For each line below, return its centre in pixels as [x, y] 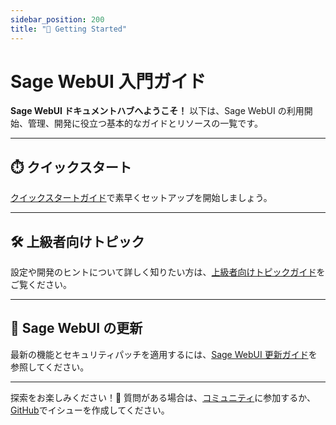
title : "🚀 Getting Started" [69, 29]
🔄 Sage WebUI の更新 [76, 328]
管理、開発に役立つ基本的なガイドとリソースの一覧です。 [145, 123]
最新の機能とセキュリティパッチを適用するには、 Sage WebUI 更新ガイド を [164, 354]
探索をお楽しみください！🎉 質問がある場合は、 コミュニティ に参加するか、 [163, 397]
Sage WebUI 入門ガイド [108, 81]
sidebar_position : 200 [57, 19]
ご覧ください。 [41, 285]
